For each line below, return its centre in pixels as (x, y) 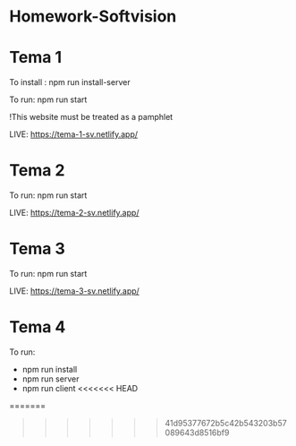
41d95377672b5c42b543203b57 (226, 423)
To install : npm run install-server (70, 82)
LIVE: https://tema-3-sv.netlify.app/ (75, 291)
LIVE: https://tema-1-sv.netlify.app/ (74, 134)
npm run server (51, 379)
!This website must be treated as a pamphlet (91, 117)
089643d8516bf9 (197, 433)
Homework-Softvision (93, 17)
